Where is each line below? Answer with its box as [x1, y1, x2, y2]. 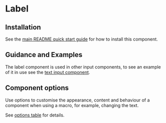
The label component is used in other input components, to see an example [5, 63, 161, 70]
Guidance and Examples [5, 50, 83, 59]
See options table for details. [5, 112, 65, 118]
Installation [5, 23, 41, 31]
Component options [5, 83, 69, 92]
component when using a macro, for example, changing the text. [5, 102, 139, 108]
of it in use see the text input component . [5, 69, 90, 75]
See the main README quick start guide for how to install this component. [5, 36, 158, 42]
